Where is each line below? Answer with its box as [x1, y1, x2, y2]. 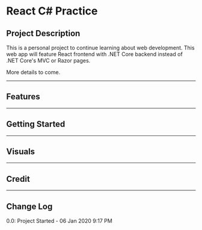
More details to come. [6, 69, 61, 76]
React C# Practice [6, 4, 98, 18]
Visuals [6, 146, 35, 157]
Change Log [6, 201, 53, 211]
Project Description [6, 28, 81, 39]
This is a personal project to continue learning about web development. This [6, 44, 195, 51]
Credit [6, 173, 30, 184]
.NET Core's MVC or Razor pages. [6, 57, 91, 64]
